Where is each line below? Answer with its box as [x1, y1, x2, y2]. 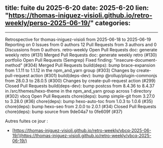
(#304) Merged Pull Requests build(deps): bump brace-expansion [23, 62, 156, 68]
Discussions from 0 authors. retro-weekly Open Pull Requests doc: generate [5, 47, 158, 52]
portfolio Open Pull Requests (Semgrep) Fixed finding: [5, 57, 113, 63]
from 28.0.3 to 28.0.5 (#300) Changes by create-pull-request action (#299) [5, 78, 156, 83]
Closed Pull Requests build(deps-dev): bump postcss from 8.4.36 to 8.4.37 [5, 82, 155, 89]
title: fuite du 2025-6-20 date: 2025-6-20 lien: [5, 4, 149, 12]
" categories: [90, 19, 131, 27]
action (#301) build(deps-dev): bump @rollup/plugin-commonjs [31, 72, 158, 78]
